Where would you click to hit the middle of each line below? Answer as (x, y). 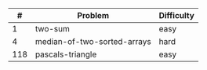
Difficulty (176, 15)
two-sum (53, 29)
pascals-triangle (66, 54)
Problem (93, 15)
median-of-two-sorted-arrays (93, 41)
